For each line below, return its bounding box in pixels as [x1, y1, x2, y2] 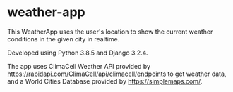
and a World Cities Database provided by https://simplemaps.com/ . [7, 77, 203, 85]
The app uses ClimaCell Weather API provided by [7, 62, 150, 70]
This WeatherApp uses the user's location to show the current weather [7, 27, 213, 36]
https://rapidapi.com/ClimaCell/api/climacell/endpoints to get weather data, [7, 70, 227, 78]
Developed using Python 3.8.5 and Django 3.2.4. [7, 48, 148, 57]
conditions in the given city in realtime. [7, 34, 120, 43]
